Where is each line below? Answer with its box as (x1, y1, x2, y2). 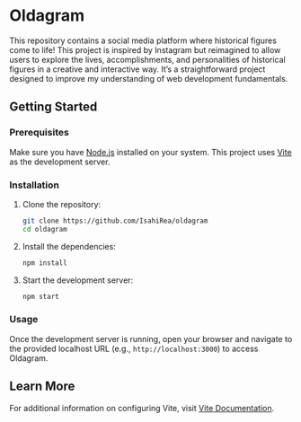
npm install (22, 258, 67, 268)
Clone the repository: (22, 198, 102, 209)
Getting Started (9, 100, 98, 115)
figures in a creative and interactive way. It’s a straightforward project (9, 64, 266, 75)
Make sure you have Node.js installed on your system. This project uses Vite (9, 146, 292, 157)
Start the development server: (22, 275, 134, 286)
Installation (9, 179, 60, 191)
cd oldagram (22, 224, 67, 233)
